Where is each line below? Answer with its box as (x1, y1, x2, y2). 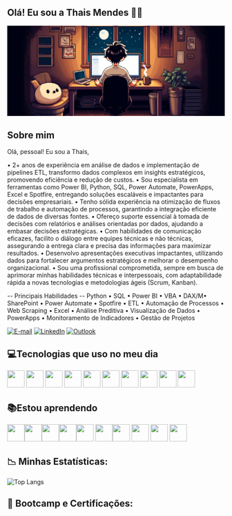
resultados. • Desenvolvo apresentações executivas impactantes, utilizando (7, 249, 223, 258)
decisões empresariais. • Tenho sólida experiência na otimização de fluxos (7, 198, 221, 206)
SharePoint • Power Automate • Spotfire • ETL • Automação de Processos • (7, 299, 224, 307)
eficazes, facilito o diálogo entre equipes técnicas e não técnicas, (7, 234, 193, 242)
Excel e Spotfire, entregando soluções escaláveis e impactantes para (7, 191, 204, 199)
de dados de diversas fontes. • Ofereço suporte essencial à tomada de (7, 212, 209, 221)
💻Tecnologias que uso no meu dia (7, 348, 159, 360)
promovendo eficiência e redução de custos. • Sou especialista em (7, 175, 199, 184)
